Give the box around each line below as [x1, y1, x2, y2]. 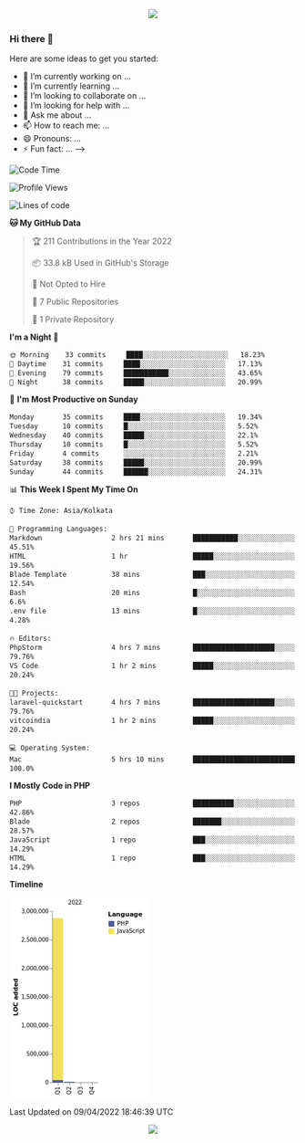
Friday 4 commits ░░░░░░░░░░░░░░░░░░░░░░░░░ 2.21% [9, 449, 259, 458]
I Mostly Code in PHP [9, 781, 91, 792]
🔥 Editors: [9, 634, 52, 644]
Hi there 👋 [9, 32, 55, 45]
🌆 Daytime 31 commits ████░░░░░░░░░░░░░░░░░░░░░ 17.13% [9, 360, 262, 369]
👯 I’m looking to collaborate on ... [22, 90, 147, 101]
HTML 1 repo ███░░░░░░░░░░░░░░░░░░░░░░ [9, 854, 296, 863]
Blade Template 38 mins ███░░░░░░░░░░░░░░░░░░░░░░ [9, 571, 296, 580]
